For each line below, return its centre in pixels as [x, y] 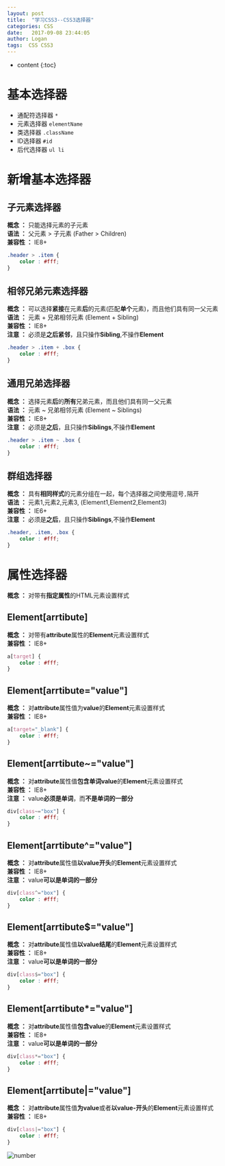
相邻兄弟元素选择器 [48, 291]
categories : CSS [30, 26]
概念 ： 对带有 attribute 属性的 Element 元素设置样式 [78, 635]
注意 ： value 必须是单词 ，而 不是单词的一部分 [70, 798]
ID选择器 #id [35, 141]
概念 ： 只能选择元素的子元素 [48, 225]
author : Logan [27, 39]
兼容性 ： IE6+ [27, 511]
